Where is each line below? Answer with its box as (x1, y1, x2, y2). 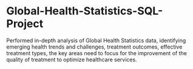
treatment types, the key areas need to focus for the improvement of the (6, 49, 187, 56)
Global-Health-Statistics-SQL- (6, 4, 163, 18)
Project (6, 17, 44, 31)
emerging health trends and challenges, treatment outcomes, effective (6, 43, 183, 50)
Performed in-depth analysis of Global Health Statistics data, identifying (6, 37, 186, 44)
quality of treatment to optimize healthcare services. (6, 56, 138, 63)
